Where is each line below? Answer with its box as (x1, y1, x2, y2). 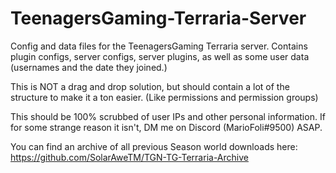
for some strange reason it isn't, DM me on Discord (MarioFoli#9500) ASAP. (10, 121, 323, 133)
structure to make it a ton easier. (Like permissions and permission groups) (10, 91, 319, 103)
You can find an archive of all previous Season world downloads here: (10, 140, 298, 152)
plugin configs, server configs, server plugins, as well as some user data (10, 50, 310, 62)
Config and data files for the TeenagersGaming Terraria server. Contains (10, 40, 308, 52)
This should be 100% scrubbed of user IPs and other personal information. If (10, 110, 326, 122)
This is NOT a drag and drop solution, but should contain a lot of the (10, 80, 290, 92)
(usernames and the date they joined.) (10, 61, 168, 73)
